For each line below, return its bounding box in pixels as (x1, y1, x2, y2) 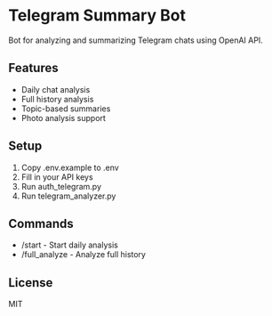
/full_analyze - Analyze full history (20, 249, 146, 260)
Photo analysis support (20, 112, 106, 123)
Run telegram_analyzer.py (20, 190, 116, 201)
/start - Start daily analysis (20, 239, 119, 250)
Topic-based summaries (20, 103, 111, 114)
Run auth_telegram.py (20, 181, 102, 191)
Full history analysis (20, 93, 94, 104)
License (8, 275, 53, 290)
